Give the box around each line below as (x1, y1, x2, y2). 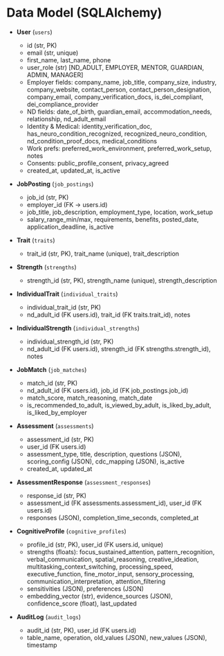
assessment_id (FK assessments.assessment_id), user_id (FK (26, 499, 202, 507)
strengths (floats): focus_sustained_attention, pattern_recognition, (26, 547, 215, 556)
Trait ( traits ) (16, 236, 56, 244)
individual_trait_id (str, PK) (26, 303, 102, 311)
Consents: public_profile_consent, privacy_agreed (26, 159, 169, 167)
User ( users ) (16, 28, 53, 36)
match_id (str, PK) (26, 379, 78, 387)
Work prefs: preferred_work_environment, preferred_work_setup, (26, 144, 212, 152)
